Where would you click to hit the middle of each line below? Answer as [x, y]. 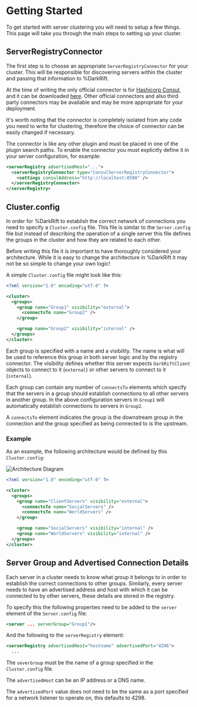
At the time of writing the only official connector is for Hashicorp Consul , [94, 90]
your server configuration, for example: [53, 156]
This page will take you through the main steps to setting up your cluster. [94, 33]
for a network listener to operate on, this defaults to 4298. [76, 698]
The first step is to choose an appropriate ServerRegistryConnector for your [97, 66]
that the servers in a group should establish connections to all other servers [97, 393]
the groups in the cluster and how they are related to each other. [84, 239]
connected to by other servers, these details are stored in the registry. [91, 596]
